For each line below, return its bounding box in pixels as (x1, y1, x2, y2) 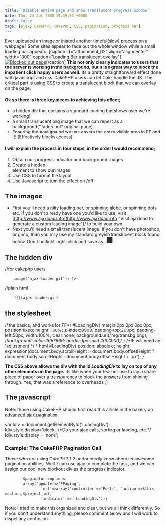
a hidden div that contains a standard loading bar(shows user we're (12, 108, 150, 114)
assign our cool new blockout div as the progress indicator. (5, 466, 126, 472)
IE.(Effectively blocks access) (12, 134, 73, 140)
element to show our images (12, 167, 71, 173)
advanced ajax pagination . (5, 412, 59, 418)
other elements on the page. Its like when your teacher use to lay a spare (5, 369, 156, 375)
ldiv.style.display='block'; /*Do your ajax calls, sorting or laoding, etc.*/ (5, 427, 151, 433)
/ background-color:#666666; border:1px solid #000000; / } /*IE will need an (5, 338, 161, 344)
